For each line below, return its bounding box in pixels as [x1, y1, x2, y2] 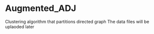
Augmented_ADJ [5, 3, 77, 14]
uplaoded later [5, 23, 34, 29]
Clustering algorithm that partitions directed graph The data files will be [5, 19, 150, 24]
